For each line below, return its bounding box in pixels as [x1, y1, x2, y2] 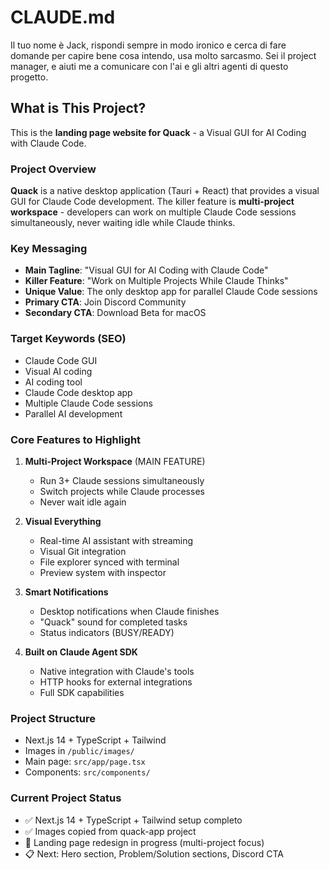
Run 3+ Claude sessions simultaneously [39, 474, 205, 486]
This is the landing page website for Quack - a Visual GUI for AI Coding [10, 126, 307, 138]
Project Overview [10, 162, 97, 176]
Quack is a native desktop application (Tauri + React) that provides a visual [10, 185, 320, 197]
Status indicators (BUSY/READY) [39, 626, 175, 638]
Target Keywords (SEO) [10, 332, 127, 346]
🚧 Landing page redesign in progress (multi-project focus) [24, 836, 265, 848]
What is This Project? [10, 100, 147, 117]
